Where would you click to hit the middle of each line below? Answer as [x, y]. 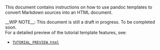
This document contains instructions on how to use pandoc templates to [79, 7]
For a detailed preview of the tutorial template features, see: [66, 32]
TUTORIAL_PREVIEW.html [36, 43]
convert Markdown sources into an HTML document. [59, 12]
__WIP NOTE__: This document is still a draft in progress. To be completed [80, 22]
